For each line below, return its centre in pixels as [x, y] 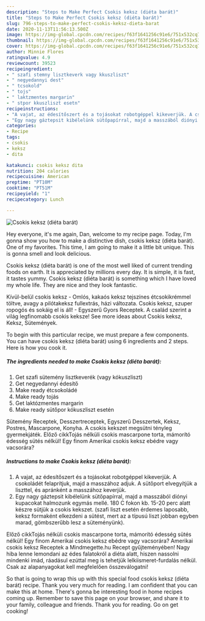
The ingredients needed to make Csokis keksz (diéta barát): [84, 362]
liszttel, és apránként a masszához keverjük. [71, 489]
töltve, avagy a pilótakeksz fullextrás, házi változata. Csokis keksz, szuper [99, 303]
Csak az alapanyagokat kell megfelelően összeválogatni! [77, 567]
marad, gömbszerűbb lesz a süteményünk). [70, 522]
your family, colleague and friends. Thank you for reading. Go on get [92, 604]
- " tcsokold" [24, 86]
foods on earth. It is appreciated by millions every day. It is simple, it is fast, [101, 272]
